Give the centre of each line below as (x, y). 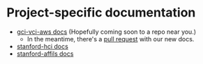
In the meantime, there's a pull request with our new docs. (111, 39)
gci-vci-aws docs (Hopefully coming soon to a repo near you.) (106, 32)
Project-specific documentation (101, 13)
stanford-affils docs (45, 54)
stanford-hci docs (43, 46)
